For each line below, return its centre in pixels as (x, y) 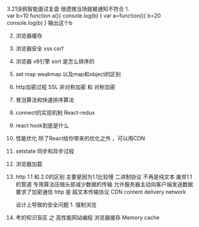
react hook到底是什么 (42, 125)
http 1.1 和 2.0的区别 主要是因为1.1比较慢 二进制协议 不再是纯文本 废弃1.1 (104, 177)
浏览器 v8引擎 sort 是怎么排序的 (55, 61)
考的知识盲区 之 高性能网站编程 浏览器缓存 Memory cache (87, 217)
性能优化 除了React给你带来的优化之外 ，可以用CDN (80, 138)
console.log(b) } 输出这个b (40, 23)
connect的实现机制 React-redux (55, 113)
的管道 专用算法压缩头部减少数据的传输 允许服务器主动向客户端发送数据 (104, 184)
